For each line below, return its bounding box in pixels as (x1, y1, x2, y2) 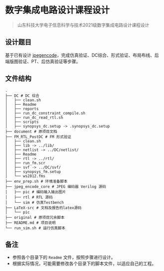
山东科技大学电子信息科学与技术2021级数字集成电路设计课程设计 (17, 22, 150, 28)
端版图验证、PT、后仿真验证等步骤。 (5, 58, 81, 64)
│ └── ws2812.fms (5, 173, 46, 178)
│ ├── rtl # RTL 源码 (5, 195, 53, 200)
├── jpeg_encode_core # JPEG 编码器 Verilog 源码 (5, 184, 106, 189)
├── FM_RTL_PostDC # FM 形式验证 (5, 134, 72, 139)
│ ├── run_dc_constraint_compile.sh (5, 111, 85, 116)
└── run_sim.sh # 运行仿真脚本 (5, 225, 66, 231)
